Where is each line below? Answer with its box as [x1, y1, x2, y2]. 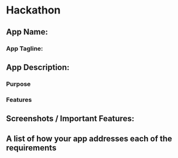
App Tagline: [6, 44, 43, 53]
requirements [6, 143, 57, 153]
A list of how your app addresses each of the [6, 133, 173, 143]
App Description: [6, 62, 70, 72]
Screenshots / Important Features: [6, 114, 135, 123]
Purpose [6, 80, 31, 88]
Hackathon [6, 4, 61, 17]
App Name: [6, 27, 49, 37]
